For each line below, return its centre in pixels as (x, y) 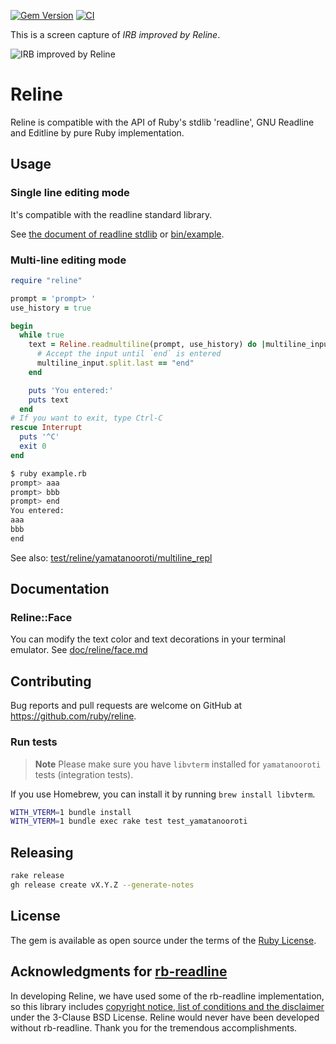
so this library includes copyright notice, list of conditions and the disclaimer (167, 1006)
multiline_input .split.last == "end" (115, 363)
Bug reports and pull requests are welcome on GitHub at (126, 706)
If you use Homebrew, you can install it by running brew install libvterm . (163, 794)
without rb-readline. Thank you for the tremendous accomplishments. (154, 1027)
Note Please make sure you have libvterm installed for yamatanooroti (178, 764)
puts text (49, 400)
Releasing (42, 852)
